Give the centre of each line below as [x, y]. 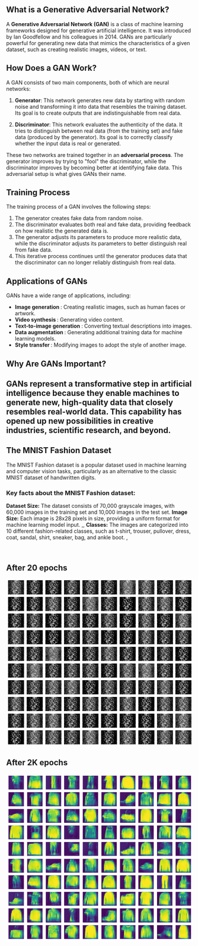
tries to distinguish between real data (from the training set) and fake [99, 131]
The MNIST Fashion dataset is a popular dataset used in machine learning [96, 465]
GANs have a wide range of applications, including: [69, 296]
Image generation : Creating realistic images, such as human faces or [100, 307]
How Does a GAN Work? [51, 68]
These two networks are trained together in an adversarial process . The [95, 155]
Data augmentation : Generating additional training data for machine [98, 332]
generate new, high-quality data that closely [90, 403]
